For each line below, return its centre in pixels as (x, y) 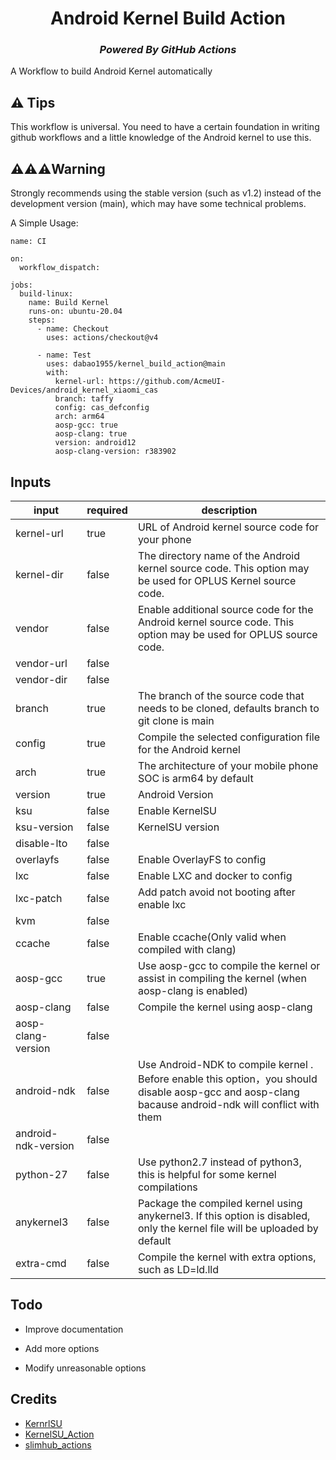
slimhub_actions (58, 1444)
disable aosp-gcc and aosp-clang (218, 1092)
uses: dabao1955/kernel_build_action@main (136, 364)
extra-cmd (41, 1263)
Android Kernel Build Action (168, 18)
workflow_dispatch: (60, 268)
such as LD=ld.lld (178, 1269)
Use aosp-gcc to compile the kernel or (229, 965)
